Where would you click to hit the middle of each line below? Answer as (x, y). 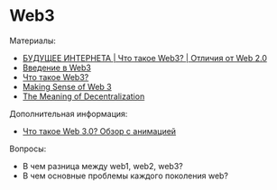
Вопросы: (28, 149)
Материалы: (33, 41)
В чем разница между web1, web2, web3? (102, 166)
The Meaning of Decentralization (83, 96)
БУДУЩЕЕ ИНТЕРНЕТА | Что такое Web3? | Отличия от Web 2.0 (145, 58)
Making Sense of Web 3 (67, 86)
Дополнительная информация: (69, 113)
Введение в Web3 (57, 68)
